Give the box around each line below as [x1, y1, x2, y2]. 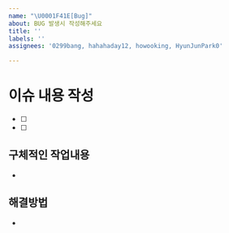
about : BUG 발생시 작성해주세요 [8, 19, 103, 28]
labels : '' [8, 34, 45, 43]
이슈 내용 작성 [8, 87, 94, 106]
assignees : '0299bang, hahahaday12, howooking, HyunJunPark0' [8, 42, 223, 50]
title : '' [8, 27, 42, 35]
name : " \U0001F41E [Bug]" [8, 11, 93, 20]
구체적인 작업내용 [8, 148, 90, 162]
